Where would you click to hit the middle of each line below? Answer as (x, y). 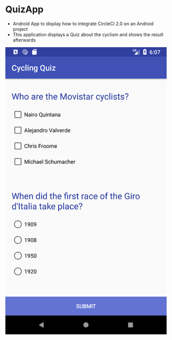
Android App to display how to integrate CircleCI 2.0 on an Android (83, 24)
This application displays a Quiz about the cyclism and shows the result (88, 34)
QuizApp (25, 9)
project (20, 29)
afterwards (24, 40)
